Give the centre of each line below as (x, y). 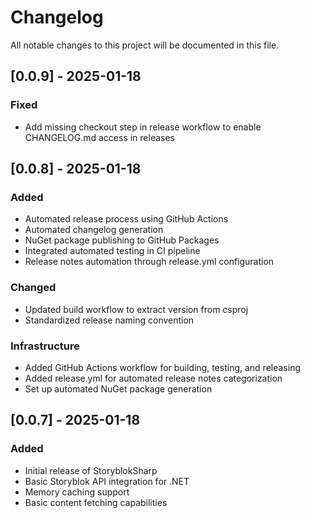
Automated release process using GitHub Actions (126, 219)
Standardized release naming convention (109, 320)
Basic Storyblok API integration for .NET (107, 481)
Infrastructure (45, 346)
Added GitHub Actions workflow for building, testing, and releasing (163, 367)
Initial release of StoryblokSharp (91, 470)
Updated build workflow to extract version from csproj (136, 309)
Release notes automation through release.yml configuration (149, 262)
